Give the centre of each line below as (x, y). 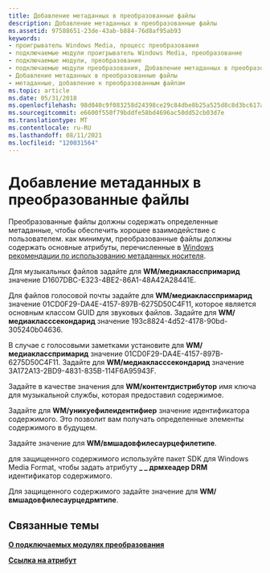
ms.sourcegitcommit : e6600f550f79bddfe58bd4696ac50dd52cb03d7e (117, 113)
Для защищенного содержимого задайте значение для (103, 492)
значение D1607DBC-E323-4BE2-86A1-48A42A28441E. (102, 280)
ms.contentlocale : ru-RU (50, 128)
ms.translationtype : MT (48, 121)
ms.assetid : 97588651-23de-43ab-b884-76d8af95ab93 (95, 31)
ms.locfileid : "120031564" (53, 143)
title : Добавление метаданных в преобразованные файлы (102, 16)
